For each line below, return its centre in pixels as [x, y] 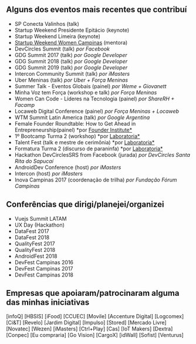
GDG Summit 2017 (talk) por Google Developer [71, 55]
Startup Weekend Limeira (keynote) [58, 36]
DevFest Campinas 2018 [44, 275]
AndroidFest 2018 [36, 256]
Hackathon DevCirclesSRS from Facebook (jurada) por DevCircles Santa [102, 154]
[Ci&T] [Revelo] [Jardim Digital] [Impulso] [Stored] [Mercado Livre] [86, 323]
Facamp [25, 104]
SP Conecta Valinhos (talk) [47, 23]
